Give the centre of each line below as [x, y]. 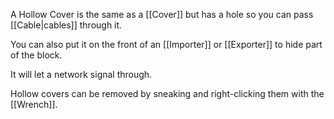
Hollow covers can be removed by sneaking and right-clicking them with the [167, 93]
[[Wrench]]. [34, 104]
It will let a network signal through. [81, 74]
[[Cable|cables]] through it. [66, 25]
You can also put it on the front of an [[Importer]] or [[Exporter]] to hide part [166, 44]
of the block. [36, 55]
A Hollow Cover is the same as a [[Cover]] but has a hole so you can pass [162, 14]
